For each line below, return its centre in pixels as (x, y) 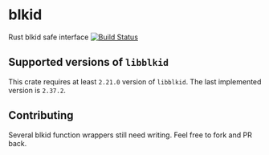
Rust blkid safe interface (49, 37)
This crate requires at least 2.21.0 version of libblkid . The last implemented (135, 81)
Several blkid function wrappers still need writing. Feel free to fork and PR (130, 135)
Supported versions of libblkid (88, 62)
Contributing (41, 115)
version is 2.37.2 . (37, 90)
